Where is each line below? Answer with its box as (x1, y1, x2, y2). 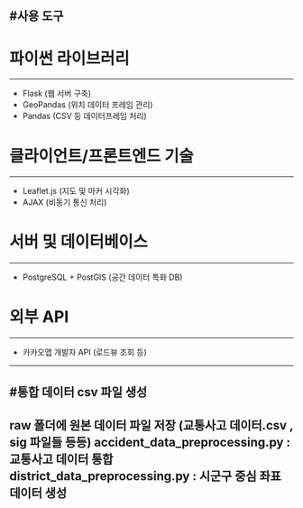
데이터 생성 (9, 485, 68, 501)
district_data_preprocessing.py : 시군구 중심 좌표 (9, 468, 281, 484)
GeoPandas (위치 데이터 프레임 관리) (22, 99, 153, 110)
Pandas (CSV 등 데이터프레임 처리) (22, 111, 147, 122)
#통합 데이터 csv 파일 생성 (9, 384, 148, 400)
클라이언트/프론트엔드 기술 (9, 145, 194, 166)
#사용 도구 (9, 8, 64, 24)
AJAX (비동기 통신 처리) (22, 197, 107, 208)
